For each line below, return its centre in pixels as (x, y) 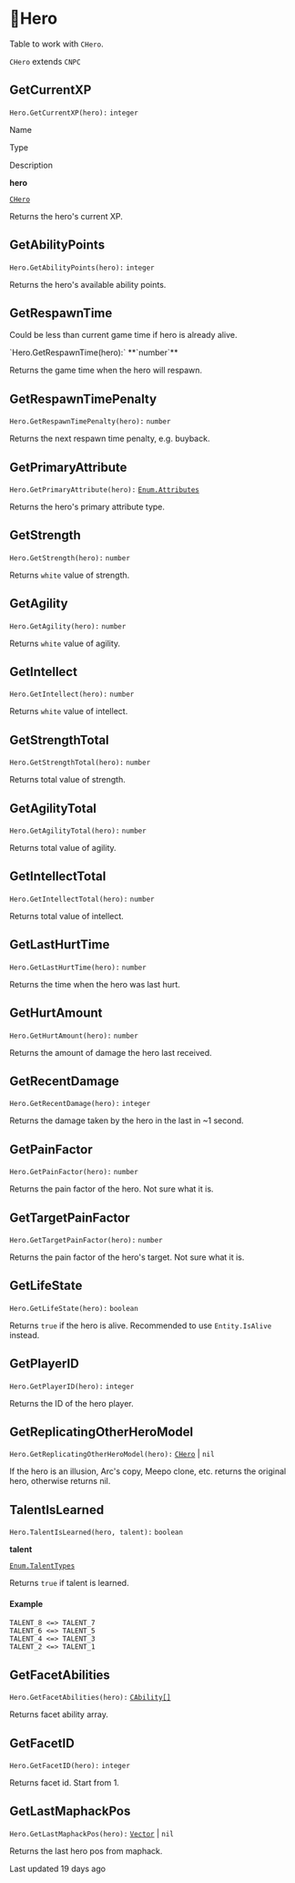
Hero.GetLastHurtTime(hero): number (78, 967)
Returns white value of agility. (65, 643)
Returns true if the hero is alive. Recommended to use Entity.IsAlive (141, 1325)
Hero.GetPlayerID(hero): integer (72, 1387)
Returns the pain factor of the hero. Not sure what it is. (112, 1189)
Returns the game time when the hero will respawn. (106, 370)
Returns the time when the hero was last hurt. (95, 984)
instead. (25, 1335)
